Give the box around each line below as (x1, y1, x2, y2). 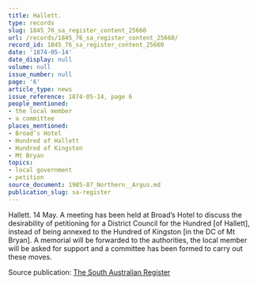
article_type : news (8, 85, 73, 93)
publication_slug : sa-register (8, 188, 111, 196)
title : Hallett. (8, 11, 62, 20)
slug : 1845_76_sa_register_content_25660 (8, 26, 147, 34)
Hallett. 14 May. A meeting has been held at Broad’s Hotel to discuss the (8, 210, 243, 219)
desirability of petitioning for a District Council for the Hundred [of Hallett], (8, 218, 251, 228)
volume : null (8, 63, 51, 71)
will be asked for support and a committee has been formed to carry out (8, 243, 244, 253)
